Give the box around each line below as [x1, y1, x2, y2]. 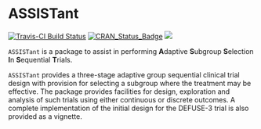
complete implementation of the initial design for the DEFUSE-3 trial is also [8, 103, 249, 113]
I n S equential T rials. [8, 55, 73, 64]
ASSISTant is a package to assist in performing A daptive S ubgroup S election [8, 46, 254, 56]
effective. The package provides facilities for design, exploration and [8, 87, 230, 96]
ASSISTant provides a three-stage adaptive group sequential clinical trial [8, 70, 241, 79]
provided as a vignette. [8, 111, 82, 121]
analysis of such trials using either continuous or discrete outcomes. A [8, 95, 236, 104]
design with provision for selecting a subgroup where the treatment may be [8, 78, 252, 88]
